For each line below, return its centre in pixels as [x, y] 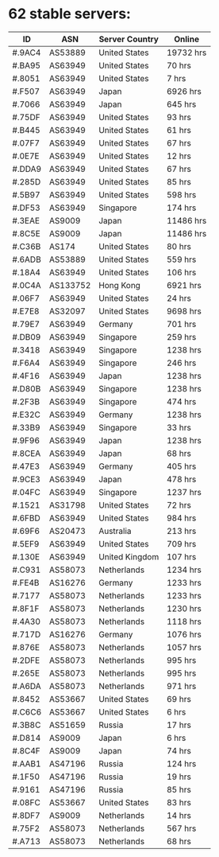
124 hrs [181, 763]
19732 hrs [186, 53]
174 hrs [181, 208]
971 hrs [181, 686]
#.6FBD [27, 518]
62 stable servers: [69, 14]
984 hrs [181, 518]
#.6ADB [27, 259]
